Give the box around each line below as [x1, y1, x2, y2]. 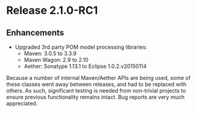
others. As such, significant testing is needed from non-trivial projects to [6, 87, 186, 94]
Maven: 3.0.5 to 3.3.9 [23, 50, 77, 57]
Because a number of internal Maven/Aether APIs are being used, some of [6, 75, 191, 81]
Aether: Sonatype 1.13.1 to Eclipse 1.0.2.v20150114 [23, 63, 147, 70]
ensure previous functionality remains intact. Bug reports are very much [6, 94, 185, 100]
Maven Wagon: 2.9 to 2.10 [23, 56, 89, 63]
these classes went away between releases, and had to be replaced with [6, 81, 187, 88]
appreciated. [6, 100, 38, 107]
